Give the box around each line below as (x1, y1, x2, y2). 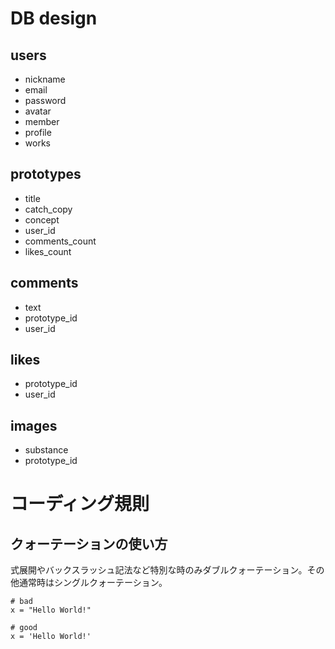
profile (24, 127, 52, 138)
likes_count (24, 245, 72, 257)
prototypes (10, 166, 82, 183)
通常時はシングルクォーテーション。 (18, 577, 168, 589)
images (10, 417, 58, 434)
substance (24, 444, 69, 456)
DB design (10, 7, 98, 30)
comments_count (24, 235, 97, 247)
